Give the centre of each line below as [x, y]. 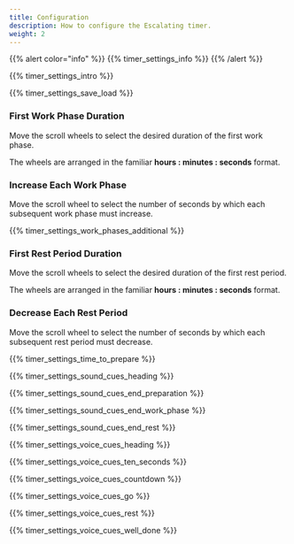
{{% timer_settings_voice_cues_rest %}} [82, 513]
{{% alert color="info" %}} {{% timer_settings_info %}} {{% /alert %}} [136, 59]
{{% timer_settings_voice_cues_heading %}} [90, 444]
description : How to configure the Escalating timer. [111, 26]
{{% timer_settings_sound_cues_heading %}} [92, 376]
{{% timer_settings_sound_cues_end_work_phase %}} [108, 410]
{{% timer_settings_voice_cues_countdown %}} [95, 479]
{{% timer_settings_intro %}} [62, 76]
